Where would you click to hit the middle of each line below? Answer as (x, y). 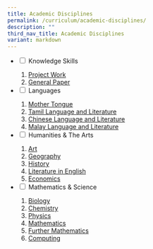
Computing (44, 238)
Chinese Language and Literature (76, 119)
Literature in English (57, 171)
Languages (44, 91)
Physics (39, 216)
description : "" (31, 27)
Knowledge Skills (53, 61)
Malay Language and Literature (73, 127)
